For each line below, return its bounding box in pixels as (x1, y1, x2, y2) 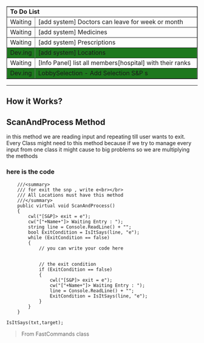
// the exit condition (38, 261, 97, 267)
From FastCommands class (21, 330, 90, 338)
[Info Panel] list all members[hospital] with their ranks (38, 59, 191, 67)
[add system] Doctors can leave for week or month (38, 18, 183, 26)
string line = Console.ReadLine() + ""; (28, 224, 132, 230)
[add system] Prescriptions (38, 38, 116, 46)
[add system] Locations (38, 49, 106, 56)
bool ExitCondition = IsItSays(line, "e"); (28, 229, 140, 236)
